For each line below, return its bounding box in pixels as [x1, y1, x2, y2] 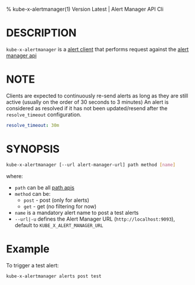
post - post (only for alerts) [23, 196, 90, 204]
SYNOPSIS [6, 142, 60, 156]
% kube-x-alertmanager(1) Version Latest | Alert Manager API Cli [6, 6, 164, 12]
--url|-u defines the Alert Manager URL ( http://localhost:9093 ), [14, 215, 175, 222]
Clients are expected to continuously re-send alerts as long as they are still [6, 92, 188, 99]
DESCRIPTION [6, 27, 77, 40]
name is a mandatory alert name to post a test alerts [14, 209, 139, 216]
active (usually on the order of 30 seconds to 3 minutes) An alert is [6, 98, 169, 106]
